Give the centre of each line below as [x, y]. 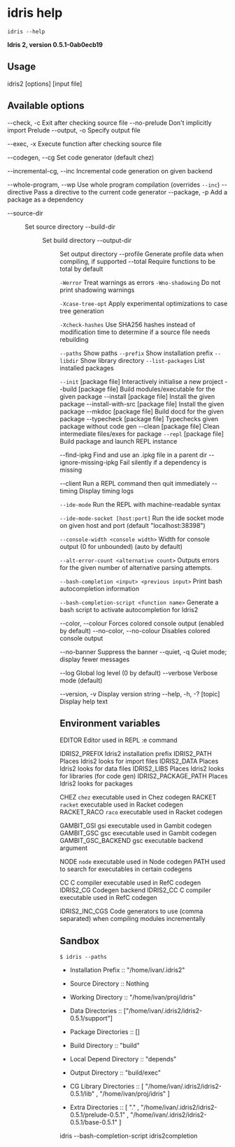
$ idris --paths [83, 957]
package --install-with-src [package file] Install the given [142, 404]
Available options [46, 106]
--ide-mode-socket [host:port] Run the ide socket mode [142, 518]
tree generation [82, 311]
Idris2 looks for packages [96, 783]
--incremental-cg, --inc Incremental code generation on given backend [110, 171]
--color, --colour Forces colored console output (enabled [142, 623]
